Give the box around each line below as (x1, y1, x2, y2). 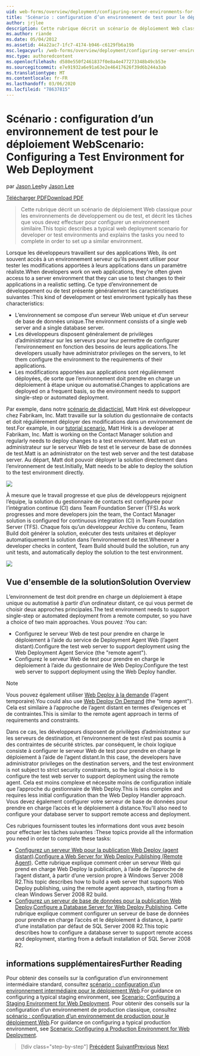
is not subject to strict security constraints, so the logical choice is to (6, 766, 175, 773)
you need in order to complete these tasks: (6, 835, 111, 842)
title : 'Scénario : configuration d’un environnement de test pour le (6, 14, 185, 20)
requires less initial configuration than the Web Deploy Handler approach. (6, 792, 186, 799)
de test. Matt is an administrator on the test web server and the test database (6, 450, 194, 457)
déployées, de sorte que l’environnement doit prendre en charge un (14, 374, 180, 382)
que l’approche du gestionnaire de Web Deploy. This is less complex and (6, 785, 183, 792)
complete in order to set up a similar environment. (20, 237, 143, 245)
